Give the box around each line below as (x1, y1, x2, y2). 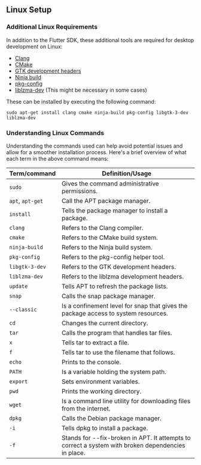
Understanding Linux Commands (6, 128, 105, 137)
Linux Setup (6, 5, 52, 15)
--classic (9, 306, 37, 313)
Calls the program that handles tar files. (62, 328, 172, 337)
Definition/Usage (102, 169, 152, 178)
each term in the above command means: (6, 155, 109, 162)
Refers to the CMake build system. (62, 233, 159, 242)
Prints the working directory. (62, 387, 142, 395)
